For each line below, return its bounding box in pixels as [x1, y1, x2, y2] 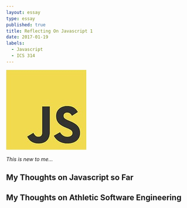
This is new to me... [6, 155, 53, 162]
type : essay [6, 15, 35, 22]
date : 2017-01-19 [6, 34, 49, 40]
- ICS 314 [11, 53, 35, 59]
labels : [6, 40, 25, 46]
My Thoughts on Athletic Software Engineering [6, 192, 182, 202]
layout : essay [6, 9, 41, 15]
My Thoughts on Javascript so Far [6, 173, 134, 183]
